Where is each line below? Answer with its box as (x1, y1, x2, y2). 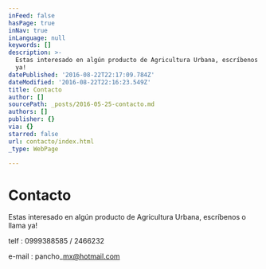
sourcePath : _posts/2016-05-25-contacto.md (8, 100, 155, 108)
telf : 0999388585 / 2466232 (8, 236, 105, 246)
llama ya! (8, 220, 38, 231)
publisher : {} (8, 115, 56, 123)
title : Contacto (8, 85, 62, 94)
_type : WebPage (8, 145, 59, 153)
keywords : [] (8, 41, 52, 49)
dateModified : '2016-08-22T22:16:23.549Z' (8, 78, 151, 86)
